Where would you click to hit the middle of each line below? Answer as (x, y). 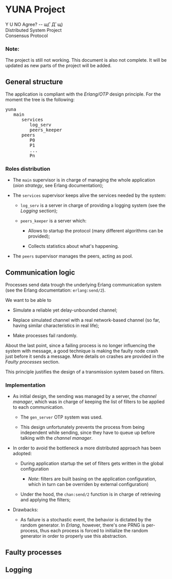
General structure (34, 82)
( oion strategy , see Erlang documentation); (58, 186)
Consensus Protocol (27, 35)
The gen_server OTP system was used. (61, 417)
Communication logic (40, 272)
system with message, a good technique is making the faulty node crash (82, 351)
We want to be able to (28, 300)
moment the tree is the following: (40, 100)
